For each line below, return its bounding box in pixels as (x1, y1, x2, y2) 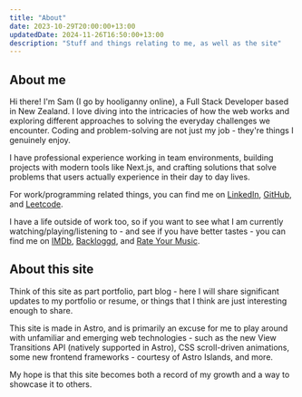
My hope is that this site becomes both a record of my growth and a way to (9, 369, 290, 380)
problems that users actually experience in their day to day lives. (9, 171, 251, 182)
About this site (9, 262, 94, 277)
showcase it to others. (9, 378, 93, 390)
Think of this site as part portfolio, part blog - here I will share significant (9, 286, 279, 296)
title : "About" (9, 13, 67, 23)
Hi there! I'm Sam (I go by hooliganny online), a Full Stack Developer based (9, 96, 289, 107)
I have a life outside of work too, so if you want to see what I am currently (9, 217, 284, 228)
